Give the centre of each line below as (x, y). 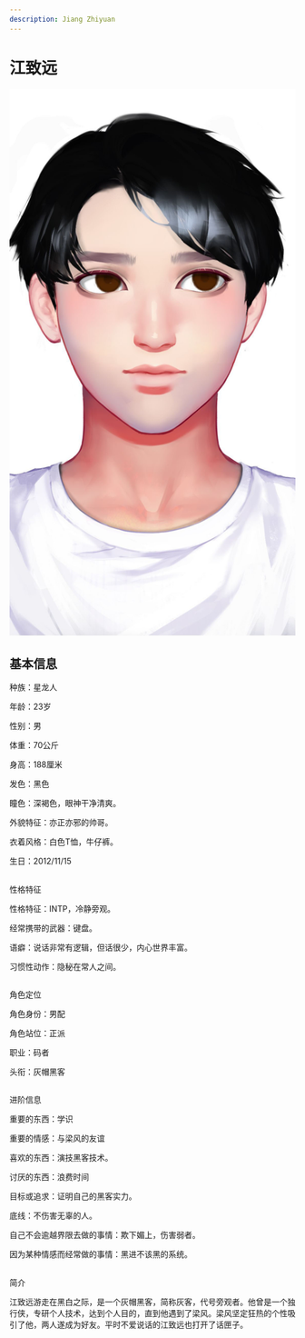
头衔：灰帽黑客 (37, 1072)
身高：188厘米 (36, 764)
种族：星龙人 (33, 687)
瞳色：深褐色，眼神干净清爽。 (65, 804)
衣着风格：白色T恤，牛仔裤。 (64, 842)
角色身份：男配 (37, 1014)
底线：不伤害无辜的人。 (53, 1216)
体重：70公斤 (34, 745)
